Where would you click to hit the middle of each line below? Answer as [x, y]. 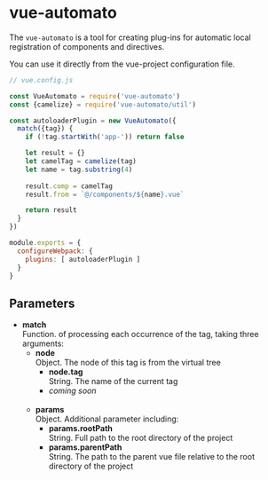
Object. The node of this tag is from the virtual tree [128, 363]
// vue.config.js [41, 80]
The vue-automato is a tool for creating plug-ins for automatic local [130, 37]
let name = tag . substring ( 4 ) [79, 169]
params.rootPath [81, 429]
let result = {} [55, 153]
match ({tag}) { [45, 129]
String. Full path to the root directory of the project [141, 438]
